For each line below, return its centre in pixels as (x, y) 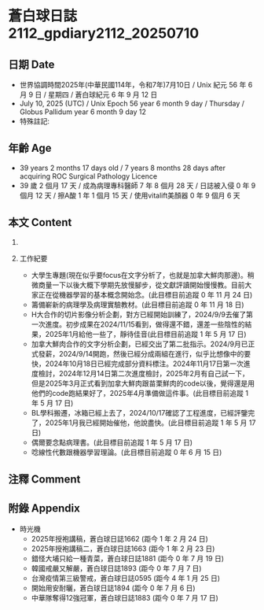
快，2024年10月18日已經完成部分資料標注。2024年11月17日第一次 (137, 364)
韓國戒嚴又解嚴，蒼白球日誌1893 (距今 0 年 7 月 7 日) (116, 568)
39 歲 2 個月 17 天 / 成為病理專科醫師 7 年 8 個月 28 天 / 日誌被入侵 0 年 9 (137, 185)
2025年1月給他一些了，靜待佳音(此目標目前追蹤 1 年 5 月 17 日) (146, 334)
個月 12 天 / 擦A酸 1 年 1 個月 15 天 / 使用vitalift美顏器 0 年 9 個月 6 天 (130, 195)
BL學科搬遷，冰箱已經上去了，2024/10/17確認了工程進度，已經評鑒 (139, 412)
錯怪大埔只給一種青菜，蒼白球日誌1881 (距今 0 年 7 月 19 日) (128, 558)
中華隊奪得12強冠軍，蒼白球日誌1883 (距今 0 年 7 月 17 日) (125, 597)
